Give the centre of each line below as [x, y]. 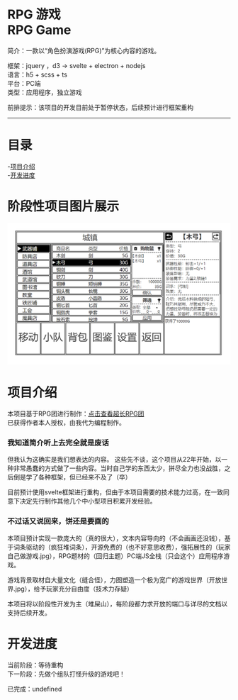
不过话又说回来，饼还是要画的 [58, 521]
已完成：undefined [35, 689]
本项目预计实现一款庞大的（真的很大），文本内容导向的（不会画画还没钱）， [116, 538]
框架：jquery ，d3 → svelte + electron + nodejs [76, 65]
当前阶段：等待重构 [35, 665]
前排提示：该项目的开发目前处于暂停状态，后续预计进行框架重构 [100, 107]
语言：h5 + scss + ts [37, 74]
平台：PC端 [24, 83]
